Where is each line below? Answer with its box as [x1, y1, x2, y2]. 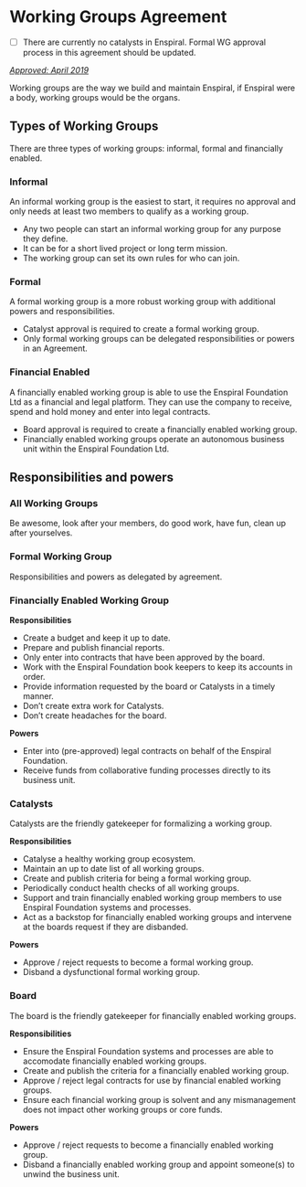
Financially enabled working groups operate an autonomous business [22, 433, 285, 444]
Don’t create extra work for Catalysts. [22, 700, 164, 711]
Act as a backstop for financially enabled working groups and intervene [22, 912, 292, 923]
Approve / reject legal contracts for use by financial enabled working [22, 1075, 281, 1086]
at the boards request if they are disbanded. [22, 921, 189, 933]
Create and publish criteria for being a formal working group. [22, 873, 252, 884]
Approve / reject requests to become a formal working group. [22, 957, 254, 968]
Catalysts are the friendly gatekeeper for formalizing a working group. [9, 818, 272, 829]
